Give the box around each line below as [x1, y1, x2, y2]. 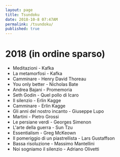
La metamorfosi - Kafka [12, 71, 63, 77]
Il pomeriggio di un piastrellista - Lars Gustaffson [12, 135, 115, 141]
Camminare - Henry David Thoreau [12, 76, 86, 82]
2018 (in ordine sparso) [5, 48, 105, 60]
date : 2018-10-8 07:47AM [5, 17, 58, 22]
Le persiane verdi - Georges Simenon [12, 119, 92, 125]
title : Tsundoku [5, 12, 40, 17]
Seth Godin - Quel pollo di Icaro [12, 92, 79, 98]
